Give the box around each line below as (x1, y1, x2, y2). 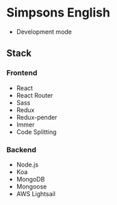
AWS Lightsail (16, 189, 56, 197)
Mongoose (16, 182, 47, 191)
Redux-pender (16, 113, 57, 121)
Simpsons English (6, 5, 111, 21)
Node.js (16, 160, 39, 169)
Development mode (16, 28, 73, 36)
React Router (16, 91, 53, 99)
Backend (6, 144, 37, 154)
